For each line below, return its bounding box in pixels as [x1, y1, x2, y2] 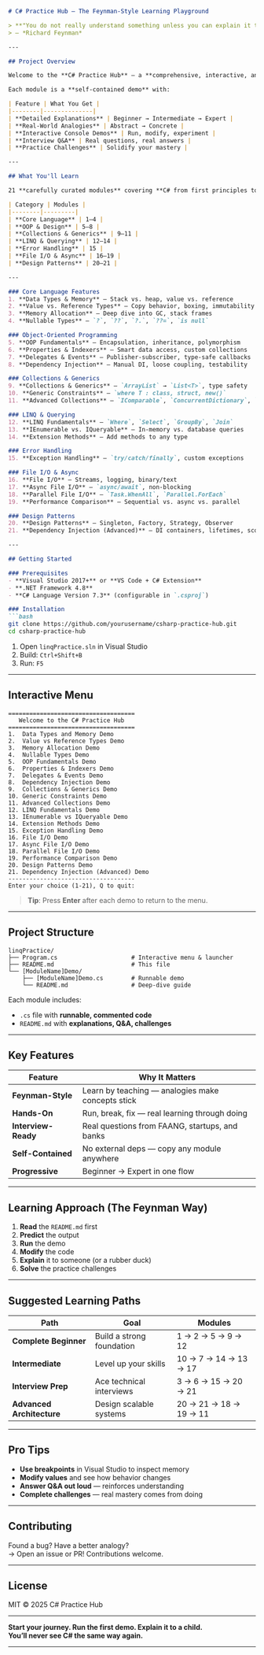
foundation [94, 1340, 135, 1351]
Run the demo [19, 1238, 66, 1248]
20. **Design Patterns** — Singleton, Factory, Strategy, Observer [8, 520, 234, 528]
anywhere [82, 1153, 119, 1164]
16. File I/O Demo [8, 833, 68, 842]
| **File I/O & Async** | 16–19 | [8, 252, 122, 260]
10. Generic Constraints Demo [8, 792, 108, 800]
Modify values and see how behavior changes [19, 1472, 171, 1482]
